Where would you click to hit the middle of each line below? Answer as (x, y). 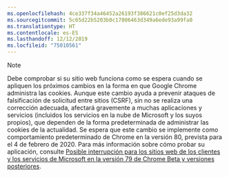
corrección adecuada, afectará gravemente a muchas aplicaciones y (104, 108)
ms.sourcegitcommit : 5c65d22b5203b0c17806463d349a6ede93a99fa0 (100, 20)
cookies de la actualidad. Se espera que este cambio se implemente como (113, 129)
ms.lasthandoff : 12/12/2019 (48, 39)
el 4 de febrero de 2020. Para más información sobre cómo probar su (106, 144)
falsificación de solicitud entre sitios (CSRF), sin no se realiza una (100, 100)
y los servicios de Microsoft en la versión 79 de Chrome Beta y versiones (111, 159)
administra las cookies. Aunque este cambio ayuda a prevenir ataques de (111, 93)
